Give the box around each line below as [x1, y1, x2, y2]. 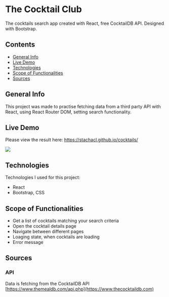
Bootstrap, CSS [12, 190, 45, 196]
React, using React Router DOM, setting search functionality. [5, 109, 132, 115]
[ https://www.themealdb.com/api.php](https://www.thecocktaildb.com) [5, 286, 154, 292]
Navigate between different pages [12, 229, 84, 234]
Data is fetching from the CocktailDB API [5, 280, 90, 286]
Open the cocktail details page [12, 223, 77, 229]
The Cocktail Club [5, 4, 82, 15]
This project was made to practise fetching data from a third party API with [5, 103, 161, 109]
